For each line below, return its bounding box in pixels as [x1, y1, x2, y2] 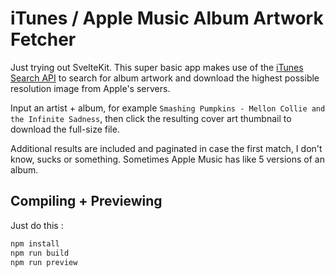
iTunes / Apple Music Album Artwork [10, 7, 324, 30]
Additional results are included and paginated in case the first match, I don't [10, 142, 323, 154]
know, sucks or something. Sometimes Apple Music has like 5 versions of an [10, 153, 325, 165]
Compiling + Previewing [10, 193, 163, 210]
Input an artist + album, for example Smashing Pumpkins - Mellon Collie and [10, 102, 326, 114]
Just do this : [10, 219, 64, 231]
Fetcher [10, 28, 77, 51]
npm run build [10, 248, 70, 258]
